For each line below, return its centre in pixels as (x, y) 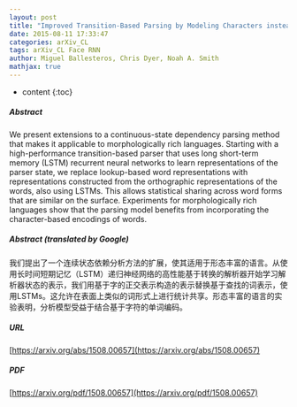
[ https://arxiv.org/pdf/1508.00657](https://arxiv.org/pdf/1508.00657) (133, 392)
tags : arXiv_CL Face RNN (55, 50)
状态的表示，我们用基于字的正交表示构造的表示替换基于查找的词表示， (152, 285)
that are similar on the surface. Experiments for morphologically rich (133, 200)
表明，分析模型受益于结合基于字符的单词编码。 (102, 307)
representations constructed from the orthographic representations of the (144, 181)
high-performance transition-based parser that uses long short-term (134, 153)
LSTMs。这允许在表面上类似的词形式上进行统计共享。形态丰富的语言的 (145, 296)
